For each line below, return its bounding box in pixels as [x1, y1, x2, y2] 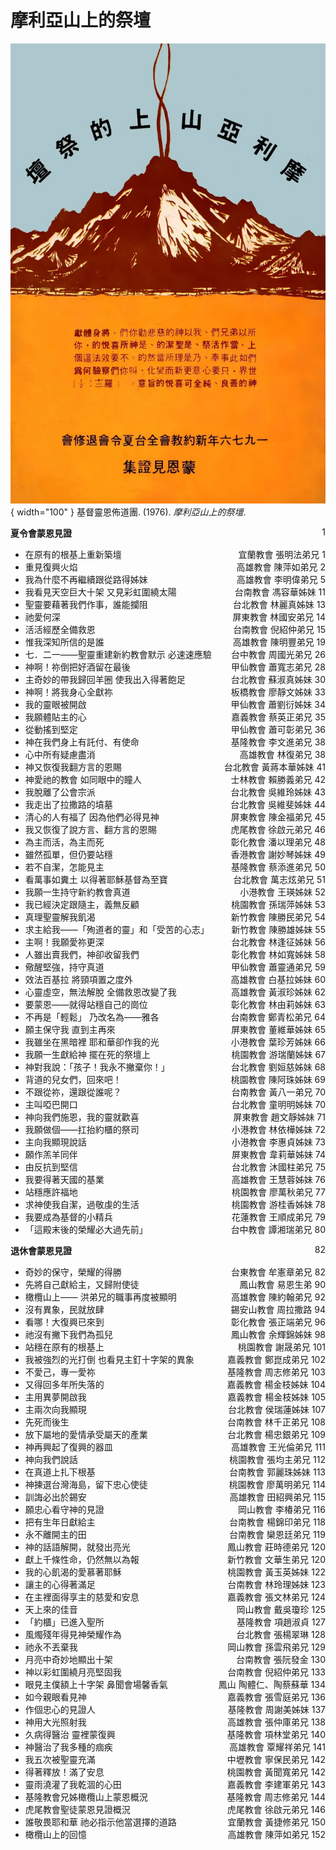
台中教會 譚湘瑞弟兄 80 [230, 1224, 326, 1236]
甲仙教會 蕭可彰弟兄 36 [230, 724, 326, 736]
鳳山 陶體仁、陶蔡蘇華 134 [218, 1679, 326, 1691]
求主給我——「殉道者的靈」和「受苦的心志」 [24, 924, 210, 936]
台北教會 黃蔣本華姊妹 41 [223, 761, 326, 773]
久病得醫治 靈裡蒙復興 [24, 1729, 116, 1741]
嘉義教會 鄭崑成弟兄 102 [227, 1354, 326, 1366]
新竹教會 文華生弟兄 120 [227, 1554, 326, 1566]
